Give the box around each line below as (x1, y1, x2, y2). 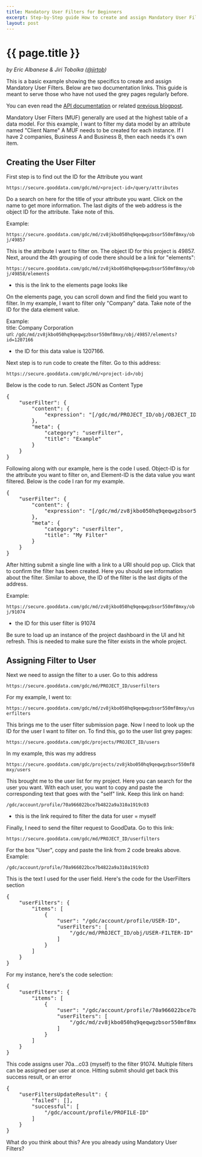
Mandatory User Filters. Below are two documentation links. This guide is (6, 84, 188, 91)
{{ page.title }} (6, 46, 81, 60)
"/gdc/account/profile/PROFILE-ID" (44, 1109, 149, 1116)
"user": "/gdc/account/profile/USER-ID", (57, 917, 181, 924)
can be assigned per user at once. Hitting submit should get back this (6, 1066, 179, 1074)
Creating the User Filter (6, 157, 96, 167)
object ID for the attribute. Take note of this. (6, 208, 115, 216)
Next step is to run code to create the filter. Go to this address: (6, 359, 161, 367)
